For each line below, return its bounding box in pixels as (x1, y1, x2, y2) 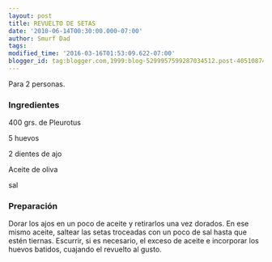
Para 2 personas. (8, 78, 66, 89)
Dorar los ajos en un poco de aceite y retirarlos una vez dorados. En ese (8, 219, 249, 229)
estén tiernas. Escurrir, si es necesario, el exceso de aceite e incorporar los (8, 236, 259, 246)
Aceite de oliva (8, 165, 58, 175)
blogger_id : (8, 57, 49, 65)
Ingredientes (8, 99, 60, 110)
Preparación (8, 201, 58, 212)
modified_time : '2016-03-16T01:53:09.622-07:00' (8, 49, 176, 57)
